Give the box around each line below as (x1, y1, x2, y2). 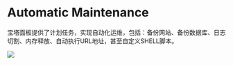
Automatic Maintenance (7, 5, 149, 21)
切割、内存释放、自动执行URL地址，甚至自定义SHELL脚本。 (7, 36, 178, 45)
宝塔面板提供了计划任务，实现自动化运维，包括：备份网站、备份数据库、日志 (7, 28, 226, 36)
